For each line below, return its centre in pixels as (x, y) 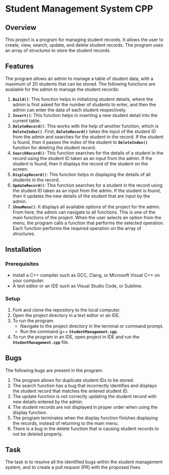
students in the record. (36, 180)
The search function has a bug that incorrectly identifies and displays (85, 385)
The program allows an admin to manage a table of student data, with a (79, 78)
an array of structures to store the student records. (58, 50)
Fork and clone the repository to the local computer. (67, 310)
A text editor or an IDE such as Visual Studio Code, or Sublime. (77, 286)
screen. (20, 169)
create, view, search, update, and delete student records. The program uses (84, 45)
